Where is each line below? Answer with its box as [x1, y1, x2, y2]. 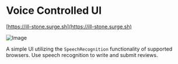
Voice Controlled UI [6, 4, 102, 17]
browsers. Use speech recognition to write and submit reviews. [6, 51, 158, 58]
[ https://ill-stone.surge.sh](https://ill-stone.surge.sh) [6, 23, 132, 30]
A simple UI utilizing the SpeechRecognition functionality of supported [6, 45, 173, 52]
